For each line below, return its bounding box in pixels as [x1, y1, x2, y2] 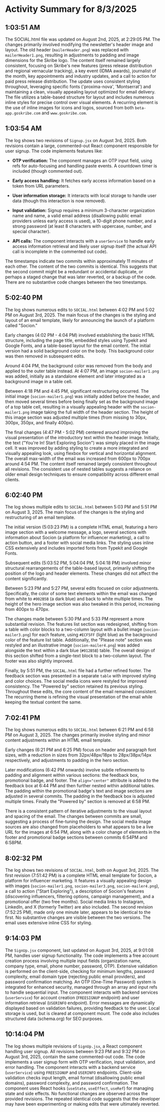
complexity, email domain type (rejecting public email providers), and [5, 973, 145, 979]
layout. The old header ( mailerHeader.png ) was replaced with [5, 47, 129, 52]
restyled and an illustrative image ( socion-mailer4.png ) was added [5, 642, 140, 648]
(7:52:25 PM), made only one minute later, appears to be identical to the [5, 910, 151, 915]
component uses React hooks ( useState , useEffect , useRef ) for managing [5, 1085, 154, 1091]
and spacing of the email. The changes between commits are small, [5, 813, 142, 819]
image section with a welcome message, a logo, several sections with [5, 529, 147, 535]
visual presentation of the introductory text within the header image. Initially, [5, 434, 160, 440]
